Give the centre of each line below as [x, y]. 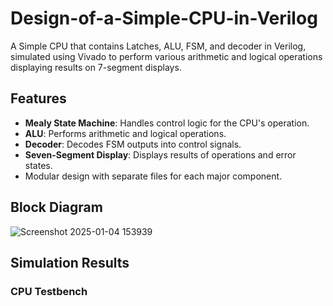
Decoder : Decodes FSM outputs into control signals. [133, 144]
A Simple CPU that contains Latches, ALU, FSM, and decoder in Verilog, [158, 46]
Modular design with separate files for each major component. [153, 176]
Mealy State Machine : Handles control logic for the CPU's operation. [167, 123]
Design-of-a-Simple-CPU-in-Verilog [164, 18]
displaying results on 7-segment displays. [96, 67]
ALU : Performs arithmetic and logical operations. [125, 133]
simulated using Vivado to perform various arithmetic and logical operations [166, 56]
